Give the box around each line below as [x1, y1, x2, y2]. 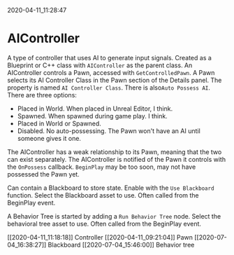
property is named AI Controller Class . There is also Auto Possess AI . [7, 83, 211, 92]
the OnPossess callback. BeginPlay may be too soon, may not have [7, 163, 196, 171]
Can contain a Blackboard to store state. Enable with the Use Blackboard [7, 184, 214, 192]
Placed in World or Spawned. [17, 119, 101, 127]
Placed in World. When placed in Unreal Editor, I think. [17, 104, 173, 113]
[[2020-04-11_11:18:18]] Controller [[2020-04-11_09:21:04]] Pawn [7, 233, 193, 241]
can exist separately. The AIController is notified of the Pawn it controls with [7, 155, 226, 163]
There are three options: [7, 90, 77, 99]
